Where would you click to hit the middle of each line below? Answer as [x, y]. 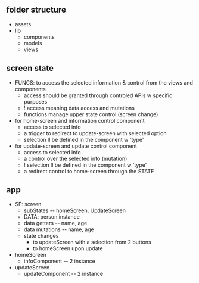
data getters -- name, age [55, 223]
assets [23, 24]
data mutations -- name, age [59, 229]
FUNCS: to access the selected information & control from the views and [104, 82]
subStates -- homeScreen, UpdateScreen [75, 210]
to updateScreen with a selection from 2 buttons [92, 242]
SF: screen [28, 204]
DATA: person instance [52, 217]
